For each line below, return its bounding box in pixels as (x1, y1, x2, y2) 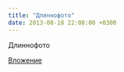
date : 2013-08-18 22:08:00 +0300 (8, 19, 117, 27)
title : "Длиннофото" (8, 11, 76, 20)
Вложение (8, 56, 43, 65)
